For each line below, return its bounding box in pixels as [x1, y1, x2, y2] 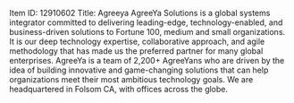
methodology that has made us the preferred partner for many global [9, 46, 264, 56]
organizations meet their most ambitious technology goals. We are [9, 74, 254, 84]
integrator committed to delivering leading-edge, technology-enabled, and [9, 17, 283, 28]
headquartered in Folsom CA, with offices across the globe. [9, 84, 229, 94]
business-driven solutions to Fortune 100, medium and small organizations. [9, 27, 286, 37]
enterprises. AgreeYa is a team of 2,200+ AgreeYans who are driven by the [9, 56, 285, 65]
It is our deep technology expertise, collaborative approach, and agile [9, 36, 265, 47]
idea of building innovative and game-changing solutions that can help [9, 64, 269, 75]
